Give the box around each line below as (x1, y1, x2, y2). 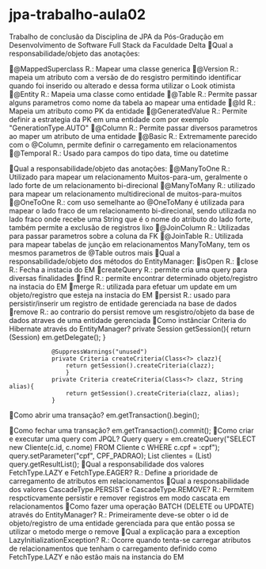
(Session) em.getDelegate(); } (9, 332, 106, 342)
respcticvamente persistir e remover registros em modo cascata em (9, 493, 230, 502)
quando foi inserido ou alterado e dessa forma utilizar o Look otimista (9, 81, 236, 90)
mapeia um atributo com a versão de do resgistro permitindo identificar (9, 72, 242, 82)
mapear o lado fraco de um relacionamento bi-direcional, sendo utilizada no (9, 206, 256, 215)
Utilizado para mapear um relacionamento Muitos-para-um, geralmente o (9, 172, 249, 182)
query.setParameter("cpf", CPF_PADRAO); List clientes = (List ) (9, 451, 212, 460)
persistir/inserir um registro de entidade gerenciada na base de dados (9, 298, 237, 308)
